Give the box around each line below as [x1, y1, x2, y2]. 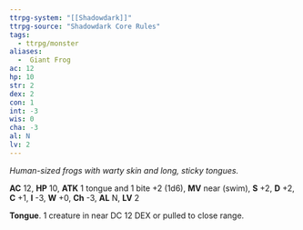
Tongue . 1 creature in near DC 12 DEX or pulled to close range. [9, 210, 245, 221]
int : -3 [9, 106, 39, 115]
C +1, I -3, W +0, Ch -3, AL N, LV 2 [9, 192, 140, 203]
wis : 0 [9, 115, 35, 124]
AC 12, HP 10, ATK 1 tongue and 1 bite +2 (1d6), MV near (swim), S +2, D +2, [9, 183, 296, 194]
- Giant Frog [17, 55, 71, 65]
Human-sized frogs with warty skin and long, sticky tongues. [9, 165, 239, 175]
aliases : [9, 47, 43, 56]
